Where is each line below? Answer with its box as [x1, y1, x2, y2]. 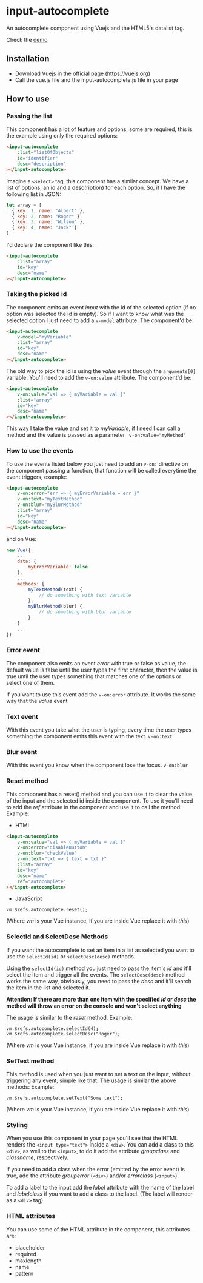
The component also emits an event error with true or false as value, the [6, 659, 187, 667]
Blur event [6, 748, 38, 756]
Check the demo [6, 36, 48, 43]
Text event [6, 712, 38, 721]
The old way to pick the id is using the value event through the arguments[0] [6, 367, 196, 374]
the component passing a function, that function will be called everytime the [6, 466, 197, 474]
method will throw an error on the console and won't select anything [6, 1002, 182, 1009]
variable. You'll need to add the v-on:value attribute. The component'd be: [6, 374, 192, 381]
